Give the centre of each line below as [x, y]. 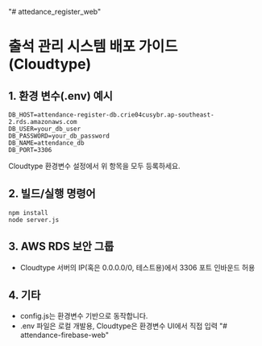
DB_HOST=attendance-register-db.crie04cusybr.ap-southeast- [112, 115]
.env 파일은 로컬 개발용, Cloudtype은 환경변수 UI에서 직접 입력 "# [124, 326]
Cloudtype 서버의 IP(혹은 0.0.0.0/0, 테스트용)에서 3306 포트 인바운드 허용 [137, 267]
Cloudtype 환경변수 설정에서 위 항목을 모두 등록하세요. [94, 166]
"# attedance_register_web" [55, 12]
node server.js [34, 220]
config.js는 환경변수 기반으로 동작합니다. [84, 316]
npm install [28, 212]
